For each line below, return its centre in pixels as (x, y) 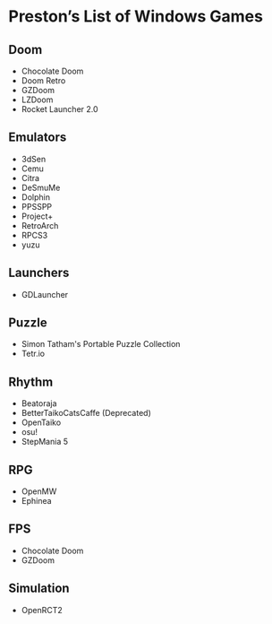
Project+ (37, 216)
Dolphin (36, 197)
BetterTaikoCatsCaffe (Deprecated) (86, 413)
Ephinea (36, 501)
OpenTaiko (41, 422)
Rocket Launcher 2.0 (60, 109)
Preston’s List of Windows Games (136, 17)
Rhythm (31, 381)
